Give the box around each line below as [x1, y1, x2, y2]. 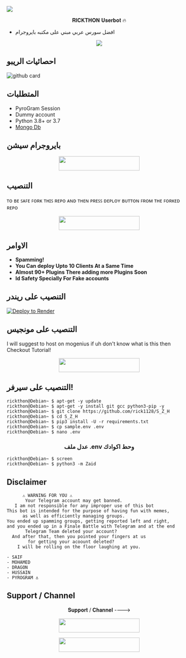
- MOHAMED [6, 559, 31, 565]
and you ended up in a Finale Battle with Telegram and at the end [6, 523, 175, 529]
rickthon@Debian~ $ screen [6, 456, 73, 462]
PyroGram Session [15, 105, 60, 112]
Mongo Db [15, 123, 41, 130]
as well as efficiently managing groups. [22, 513, 126, 519]
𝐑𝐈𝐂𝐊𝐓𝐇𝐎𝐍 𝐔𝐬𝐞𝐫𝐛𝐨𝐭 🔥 [72, 17, 127, 23]
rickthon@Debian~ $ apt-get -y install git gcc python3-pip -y [6, 403, 165, 409]
